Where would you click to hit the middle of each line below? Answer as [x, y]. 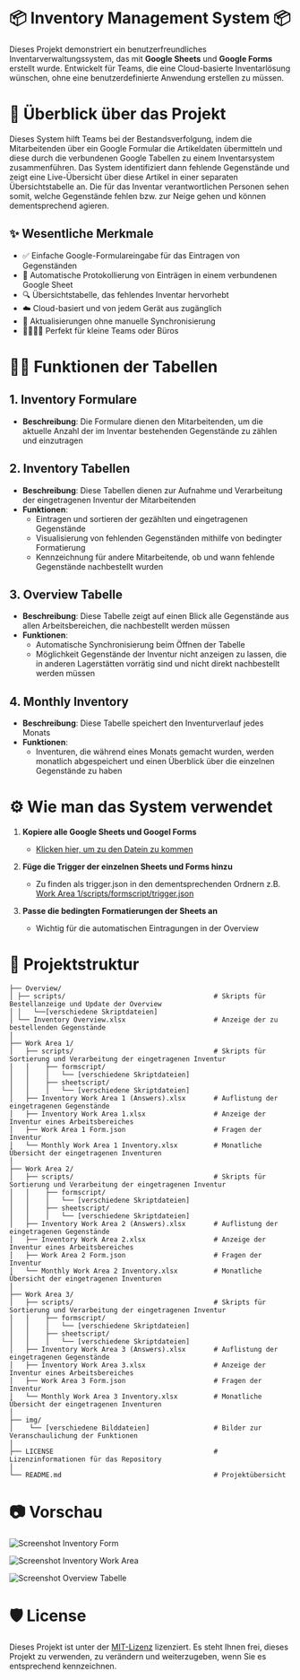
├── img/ [26, 1420]
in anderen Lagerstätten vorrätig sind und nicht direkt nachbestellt [158, 664]
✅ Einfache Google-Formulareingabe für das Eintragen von [131, 255]
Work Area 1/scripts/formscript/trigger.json [115, 893]
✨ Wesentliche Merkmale [81, 234]
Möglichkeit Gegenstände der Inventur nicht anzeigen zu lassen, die [161, 654]
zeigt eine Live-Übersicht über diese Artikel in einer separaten [124, 177]
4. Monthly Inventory [69, 701]
